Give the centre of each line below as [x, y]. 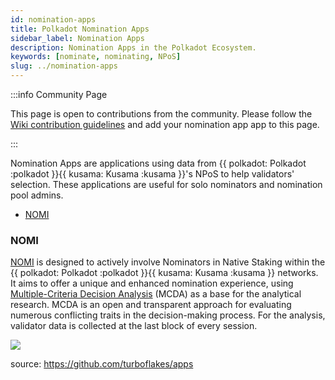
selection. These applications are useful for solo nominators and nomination [166, 184]
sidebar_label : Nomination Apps [77, 38]
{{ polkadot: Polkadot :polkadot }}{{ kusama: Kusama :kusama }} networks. [164, 273]
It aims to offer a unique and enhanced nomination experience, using [152, 283]
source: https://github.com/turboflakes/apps [102, 364]
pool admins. [37, 195]
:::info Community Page [59, 94]
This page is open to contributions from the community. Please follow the [161, 114]
